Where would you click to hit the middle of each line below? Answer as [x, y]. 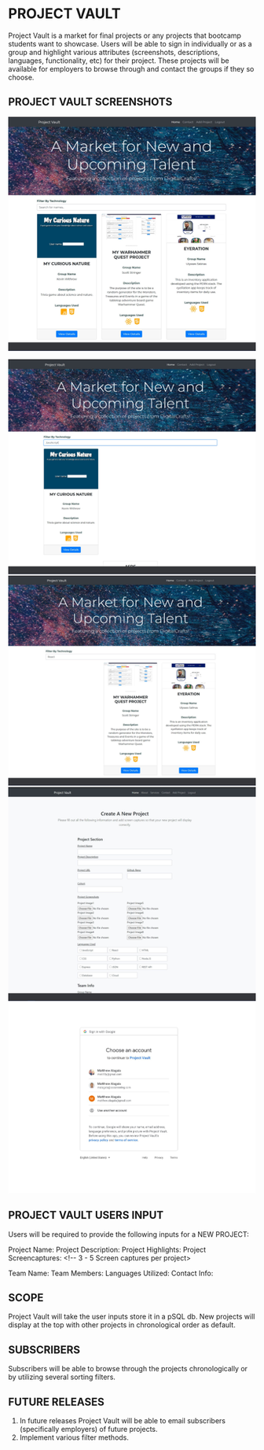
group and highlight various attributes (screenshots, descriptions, [114, 52]
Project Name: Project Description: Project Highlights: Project [107, 1249]
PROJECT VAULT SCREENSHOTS [90, 102]
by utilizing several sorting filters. [62, 1377]
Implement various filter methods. [74, 1437]
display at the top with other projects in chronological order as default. [122, 1325]
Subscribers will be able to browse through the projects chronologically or [128, 1369]
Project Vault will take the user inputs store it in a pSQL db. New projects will [132, 1317]
